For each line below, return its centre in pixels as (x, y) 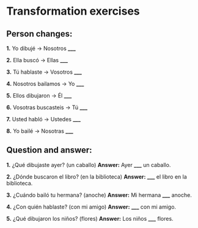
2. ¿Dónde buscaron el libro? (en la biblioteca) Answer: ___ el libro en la (97, 176)
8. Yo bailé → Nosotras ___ (40, 131)
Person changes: (39, 34)
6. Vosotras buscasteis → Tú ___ (47, 107)
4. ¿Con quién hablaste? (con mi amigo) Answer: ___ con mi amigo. (91, 207)
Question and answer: (50, 150)
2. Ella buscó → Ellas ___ (37, 60)
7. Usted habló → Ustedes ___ (44, 119)
